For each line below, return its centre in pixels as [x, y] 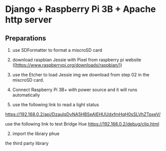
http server [29, 20]
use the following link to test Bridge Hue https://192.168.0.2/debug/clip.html [82, 124]
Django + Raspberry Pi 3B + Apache [81, 9]
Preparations [26, 38]
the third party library [27, 143]
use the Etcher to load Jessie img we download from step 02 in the [81, 75]
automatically [26, 95]
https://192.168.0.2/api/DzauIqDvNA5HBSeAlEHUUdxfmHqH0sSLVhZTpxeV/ [83, 114]
